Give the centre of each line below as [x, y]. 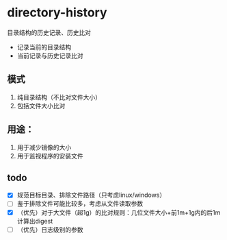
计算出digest [35, 221]
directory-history [57, 13]
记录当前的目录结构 [44, 47]
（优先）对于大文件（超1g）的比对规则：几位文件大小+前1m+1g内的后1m [119, 212]
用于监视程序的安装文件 [50, 156]
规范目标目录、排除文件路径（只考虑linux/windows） [91, 195]
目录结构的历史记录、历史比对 [49, 32]
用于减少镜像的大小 [44, 147]
